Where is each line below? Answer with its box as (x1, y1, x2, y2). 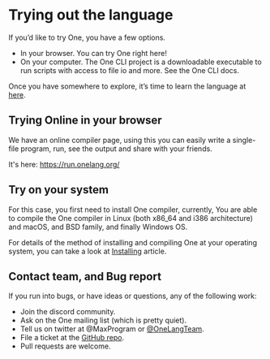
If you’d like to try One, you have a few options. (8, 32, 166, 42)
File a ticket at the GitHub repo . (19, 333, 124, 343)
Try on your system (8, 183, 109, 197)
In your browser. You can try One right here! (19, 48, 168, 58)
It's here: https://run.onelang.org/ (8, 159, 120, 169)
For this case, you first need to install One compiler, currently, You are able (8, 205, 258, 214)
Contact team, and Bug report (8, 270, 162, 283)
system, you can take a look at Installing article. (8, 246, 167, 256)
